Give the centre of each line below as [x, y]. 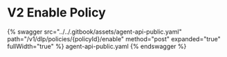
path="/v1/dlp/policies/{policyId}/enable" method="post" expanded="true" [114, 38]
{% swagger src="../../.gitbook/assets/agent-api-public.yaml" [94, 32]
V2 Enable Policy [56, 13]
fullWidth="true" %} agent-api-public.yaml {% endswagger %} [97, 46]
